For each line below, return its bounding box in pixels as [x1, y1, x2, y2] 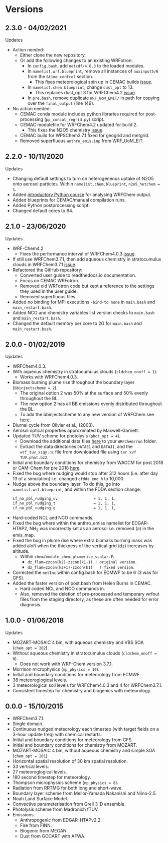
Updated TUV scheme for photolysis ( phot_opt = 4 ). [12, 433, 121, 439]
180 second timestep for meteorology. [12, 774, 91, 781]
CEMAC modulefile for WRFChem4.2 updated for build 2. [20, 122, 138, 127]
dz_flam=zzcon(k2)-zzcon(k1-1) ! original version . [27, 558, 137, 565]
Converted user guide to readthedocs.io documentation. [20, 272, 136, 278]
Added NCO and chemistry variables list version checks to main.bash [12, 309, 155, 315]
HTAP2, [12, 526, 29, 532]
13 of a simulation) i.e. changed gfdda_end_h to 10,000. [12, 476, 125, 482]
